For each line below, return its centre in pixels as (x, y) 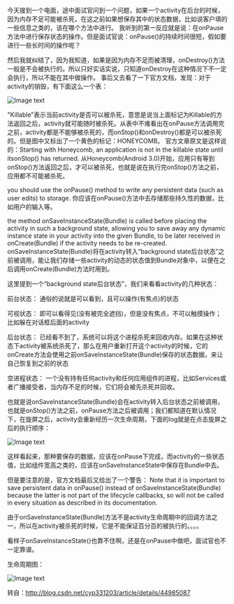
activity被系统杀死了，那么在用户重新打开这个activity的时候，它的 (114, 346)
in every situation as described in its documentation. (82, 503)
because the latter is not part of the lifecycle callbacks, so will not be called (116, 495)
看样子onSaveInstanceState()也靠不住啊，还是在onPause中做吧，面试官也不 (117, 541)
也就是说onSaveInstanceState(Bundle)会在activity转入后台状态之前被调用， (116, 402)
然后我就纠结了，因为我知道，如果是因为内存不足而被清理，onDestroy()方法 (116, 60)
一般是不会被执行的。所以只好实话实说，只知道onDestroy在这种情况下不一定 (117, 69)
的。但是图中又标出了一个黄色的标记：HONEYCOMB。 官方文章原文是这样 (114, 141)
